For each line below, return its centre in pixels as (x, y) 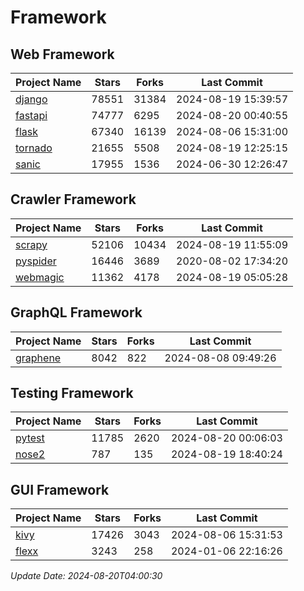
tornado (34, 148)
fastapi (31, 115)
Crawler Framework (73, 199)
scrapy (31, 244)
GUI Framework (60, 489)
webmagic (40, 277)
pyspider (36, 261)
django (31, 99)
